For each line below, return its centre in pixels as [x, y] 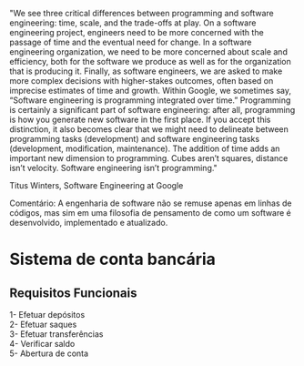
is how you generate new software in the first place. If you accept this [140, 119]
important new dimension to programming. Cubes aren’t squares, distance [149, 158]
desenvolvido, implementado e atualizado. [89, 223]
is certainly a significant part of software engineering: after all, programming [152, 110]
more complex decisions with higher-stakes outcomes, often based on [142, 81]
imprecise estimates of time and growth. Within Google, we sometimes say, [150, 91]
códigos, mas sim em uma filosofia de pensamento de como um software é [150, 213]
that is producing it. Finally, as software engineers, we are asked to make [146, 71]
